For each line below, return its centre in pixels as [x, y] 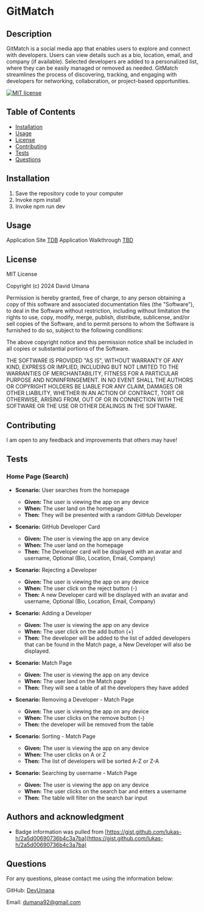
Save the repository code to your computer [69, 193]
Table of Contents [41, 112]
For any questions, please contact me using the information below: [90, 878]
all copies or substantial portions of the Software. [68, 349]
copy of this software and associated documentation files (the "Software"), [100, 305]
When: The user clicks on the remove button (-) [84, 717]
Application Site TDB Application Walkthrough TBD [70, 240]
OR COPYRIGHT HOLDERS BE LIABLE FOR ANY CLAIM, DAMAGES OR [94, 387]
